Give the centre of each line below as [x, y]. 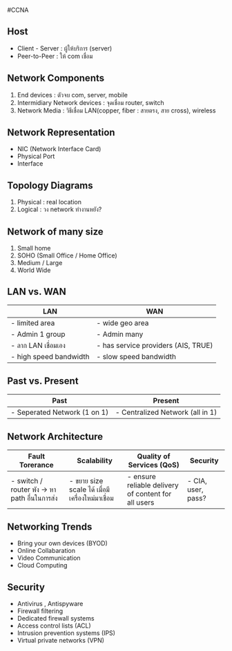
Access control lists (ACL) [54, 626]
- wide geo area [123, 322]
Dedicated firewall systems [56, 619]
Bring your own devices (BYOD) [62, 543]
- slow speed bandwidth [136, 356]
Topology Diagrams [50, 185]
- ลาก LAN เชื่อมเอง [38, 345]
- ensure [142, 476]
